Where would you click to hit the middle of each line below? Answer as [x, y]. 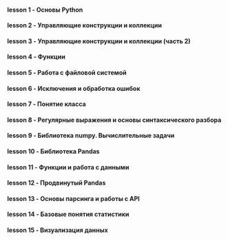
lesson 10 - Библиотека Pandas [53, 151]
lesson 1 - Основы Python [45, 10]
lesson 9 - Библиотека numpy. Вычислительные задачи [91, 136]
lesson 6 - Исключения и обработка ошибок [74, 88]
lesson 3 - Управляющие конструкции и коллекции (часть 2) [99, 41]
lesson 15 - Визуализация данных [58, 230]
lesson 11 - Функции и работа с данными [68, 167]
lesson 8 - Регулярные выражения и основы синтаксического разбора [114, 120]
